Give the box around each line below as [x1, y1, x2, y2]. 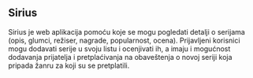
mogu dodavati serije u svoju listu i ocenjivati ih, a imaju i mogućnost [8, 43, 231, 54]
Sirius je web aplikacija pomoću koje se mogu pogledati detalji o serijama [8, 27, 246, 36]
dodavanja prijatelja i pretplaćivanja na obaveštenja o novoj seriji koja [8, 52, 233, 61]
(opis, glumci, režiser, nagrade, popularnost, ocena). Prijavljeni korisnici [8, 35, 240, 45]
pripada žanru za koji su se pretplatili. [8, 61, 130, 70]
